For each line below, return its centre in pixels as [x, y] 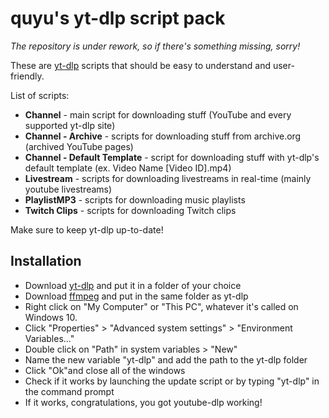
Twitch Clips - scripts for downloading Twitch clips [130, 210]
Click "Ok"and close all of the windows [105, 370]
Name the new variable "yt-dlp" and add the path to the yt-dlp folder [166, 359]
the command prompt [69, 391]
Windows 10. [51, 317]
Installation [46, 261]
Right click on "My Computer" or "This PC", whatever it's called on [161, 306]
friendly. [27, 76]
